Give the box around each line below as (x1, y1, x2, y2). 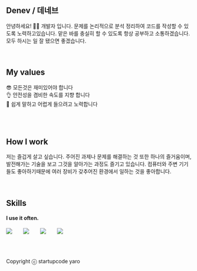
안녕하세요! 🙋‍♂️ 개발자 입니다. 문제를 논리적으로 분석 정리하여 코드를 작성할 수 (6, 22, 183, 30)
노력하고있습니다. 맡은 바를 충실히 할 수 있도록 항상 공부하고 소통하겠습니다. (17, 30, 191, 37)
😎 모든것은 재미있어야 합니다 (6, 83, 73, 91)
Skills (6, 198, 27, 208)
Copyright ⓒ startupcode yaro (6, 258, 81, 265)
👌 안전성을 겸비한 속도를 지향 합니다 (6, 91, 90, 98)
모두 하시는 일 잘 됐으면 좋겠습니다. (6, 37, 87, 44)
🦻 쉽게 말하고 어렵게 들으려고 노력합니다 (6, 100, 98, 108)
